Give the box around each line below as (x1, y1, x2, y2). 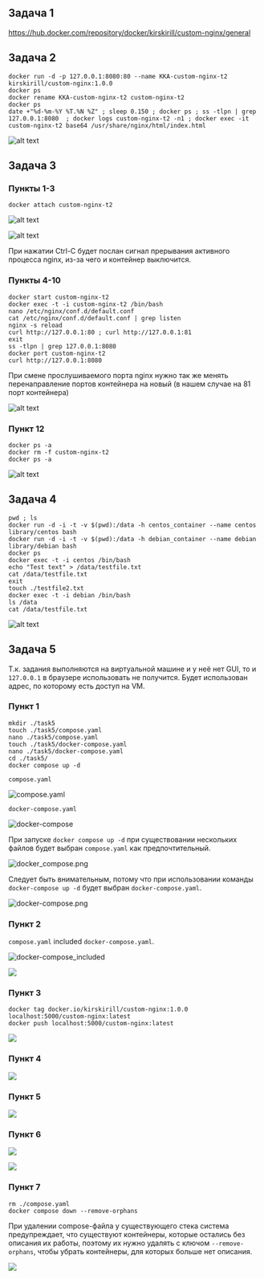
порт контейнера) (8, 387, 70, 397)
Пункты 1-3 (8, 182, 55, 193)
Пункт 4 (8, 1053, 42, 1065)
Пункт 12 (8, 423, 45, 434)
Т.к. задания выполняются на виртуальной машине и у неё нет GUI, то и (8, 664, 257, 674)
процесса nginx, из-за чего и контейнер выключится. (8, 255, 192, 264)
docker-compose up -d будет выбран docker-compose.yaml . (8, 882, 202, 892)
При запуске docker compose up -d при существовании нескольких (8, 834, 238, 844)
